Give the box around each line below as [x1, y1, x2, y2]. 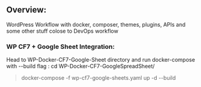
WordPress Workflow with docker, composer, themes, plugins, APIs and [6, 21, 186, 28]
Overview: [6, 5, 47, 15]
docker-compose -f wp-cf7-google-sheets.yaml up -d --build [21, 74, 176, 82]
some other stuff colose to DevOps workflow [6, 27, 118, 34]
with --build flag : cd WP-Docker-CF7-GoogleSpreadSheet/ [6, 63, 155, 70]
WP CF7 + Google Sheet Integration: [6, 42, 115, 51]
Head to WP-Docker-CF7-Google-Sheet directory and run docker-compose [6, 56, 196, 63]
